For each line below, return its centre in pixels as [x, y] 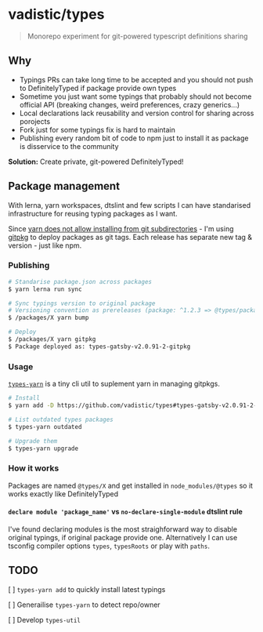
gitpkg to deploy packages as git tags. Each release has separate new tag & [130, 237]
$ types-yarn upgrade [43, 449]
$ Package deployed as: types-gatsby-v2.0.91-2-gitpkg [99, 347]
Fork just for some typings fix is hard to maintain [97, 129]
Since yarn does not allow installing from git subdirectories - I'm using [121, 228]
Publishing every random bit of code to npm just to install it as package [134, 138]
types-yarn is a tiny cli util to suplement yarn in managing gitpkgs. [114, 384]
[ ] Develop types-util [44, 619]
